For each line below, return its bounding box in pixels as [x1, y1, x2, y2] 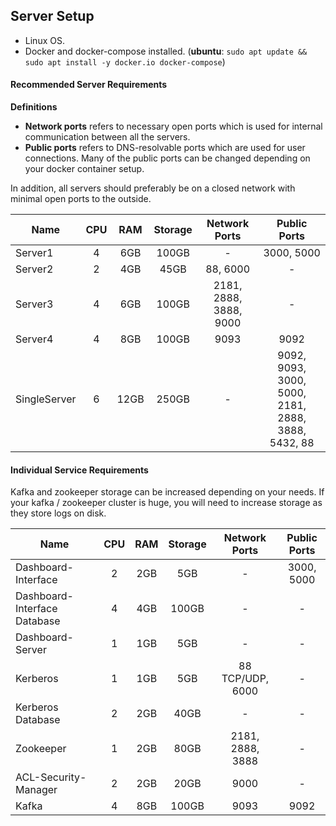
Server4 [15, 332, 54, 346]
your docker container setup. [24, 163, 145, 175]
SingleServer [15, 392, 77, 406]
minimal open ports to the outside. [10, 193, 152, 205]
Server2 [15, 262, 54, 276]
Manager [15, 783, 58, 797]
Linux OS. [24, 34, 65, 46]
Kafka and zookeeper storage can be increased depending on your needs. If [10, 486, 325, 498]
